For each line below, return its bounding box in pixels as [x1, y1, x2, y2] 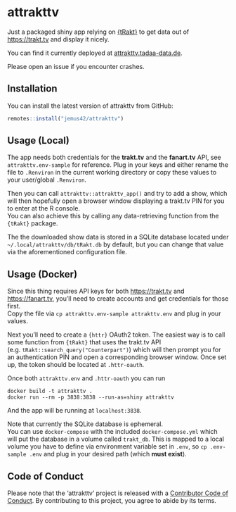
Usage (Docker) [7, 268, 78, 280]
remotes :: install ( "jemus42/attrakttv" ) [7, 115, 124, 122]
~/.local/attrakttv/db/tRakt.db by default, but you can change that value [7, 240, 224, 249]
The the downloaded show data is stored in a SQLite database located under [7, 233, 229, 242]
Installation [7, 82, 58, 95]
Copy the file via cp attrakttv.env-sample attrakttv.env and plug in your [7, 309, 221, 318]
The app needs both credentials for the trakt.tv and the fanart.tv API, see [7, 153, 221, 162]
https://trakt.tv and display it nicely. [7, 35, 110, 43]
